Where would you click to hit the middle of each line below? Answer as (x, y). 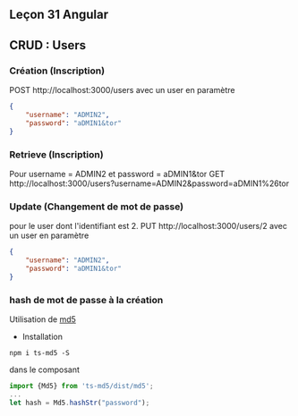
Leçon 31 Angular (59, 15)
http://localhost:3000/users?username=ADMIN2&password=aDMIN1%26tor (149, 183)
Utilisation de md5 (43, 319)
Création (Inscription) (57, 71)
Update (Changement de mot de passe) (97, 207)
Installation (43, 336)
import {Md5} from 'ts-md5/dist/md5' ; (81, 386)
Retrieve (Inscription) (57, 154)
